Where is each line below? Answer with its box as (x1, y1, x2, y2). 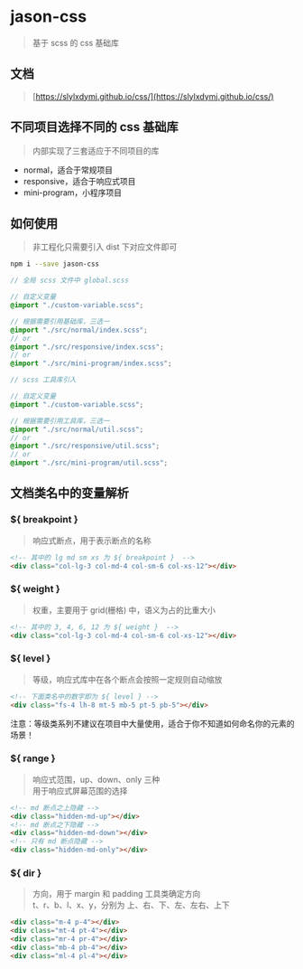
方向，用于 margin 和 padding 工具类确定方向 (32, 889, 201, 899)
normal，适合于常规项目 (23, 165, 114, 175)
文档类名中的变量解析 (10, 485, 129, 501)
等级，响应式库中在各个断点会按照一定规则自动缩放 (32, 673, 223, 684)
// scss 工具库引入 (10, 375, 77, 385)
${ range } (10, 752, 56, 765)
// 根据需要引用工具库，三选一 (10, 416, 111, 426)
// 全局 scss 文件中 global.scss (10, 276, 129, 286)
